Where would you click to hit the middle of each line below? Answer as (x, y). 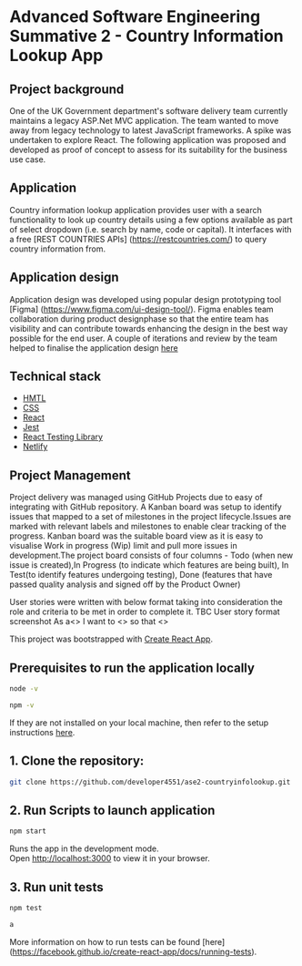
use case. (28, 159)
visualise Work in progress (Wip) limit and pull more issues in (124, 546)
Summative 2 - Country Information (146, 36)
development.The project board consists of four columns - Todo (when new (151, 555)
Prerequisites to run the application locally (132, 668)
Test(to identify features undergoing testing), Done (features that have (141, 575)
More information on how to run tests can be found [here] (117, 941)
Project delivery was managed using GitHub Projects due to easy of (136, 498)
